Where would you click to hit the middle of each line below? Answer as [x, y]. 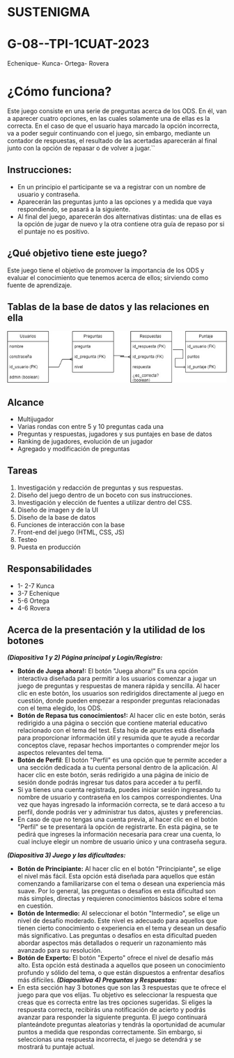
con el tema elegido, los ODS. [60, 708]
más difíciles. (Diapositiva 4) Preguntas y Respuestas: [97, 980]
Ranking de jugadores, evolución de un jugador [85, 441]
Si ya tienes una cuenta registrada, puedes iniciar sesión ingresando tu [119, 790]
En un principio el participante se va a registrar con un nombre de [111, 186]
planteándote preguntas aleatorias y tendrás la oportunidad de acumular [121, 1024]
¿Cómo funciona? [60, 92]
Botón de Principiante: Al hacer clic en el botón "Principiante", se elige [119, 869]
